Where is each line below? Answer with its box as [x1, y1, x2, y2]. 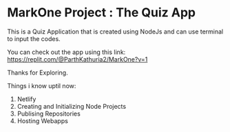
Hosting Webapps [17, 116, 69, 124]
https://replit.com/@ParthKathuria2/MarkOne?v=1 [7, 55, 148, 63]
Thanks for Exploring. [7, 68, 68, 77]
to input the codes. [7, 34, 61, 42]
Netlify [17, 94, 36, 103]
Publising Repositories [17, 109, 81, 118]
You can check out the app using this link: [7, 48, 126, 56]
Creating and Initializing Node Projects [17, 102, 126, 110]
